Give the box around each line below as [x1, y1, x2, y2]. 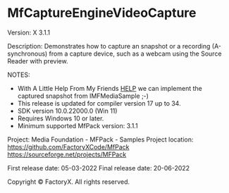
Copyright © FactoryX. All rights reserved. [7, 178, 130, 186]
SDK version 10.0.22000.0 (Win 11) [17, 106, 118, 115]
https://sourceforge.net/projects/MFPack [7, 150, 127, 158]
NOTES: [7, 70, 30, 79]
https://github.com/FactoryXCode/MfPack [7, 142, 130, 151]
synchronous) [7, 49, 48, 58]
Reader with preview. [7, 56, 68, 65]
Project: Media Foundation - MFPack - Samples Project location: [7, 135, 194, 144]
